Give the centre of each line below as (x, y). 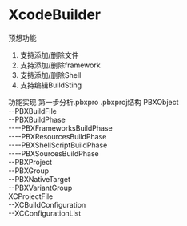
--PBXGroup (29, 171)
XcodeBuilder (55, 15)
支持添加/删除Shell (50, 75)
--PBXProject (30, 162)
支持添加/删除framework (60, 65)
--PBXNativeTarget (39, 179)
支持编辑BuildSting (51, 85)
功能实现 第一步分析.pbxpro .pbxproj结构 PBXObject (93, 102)
